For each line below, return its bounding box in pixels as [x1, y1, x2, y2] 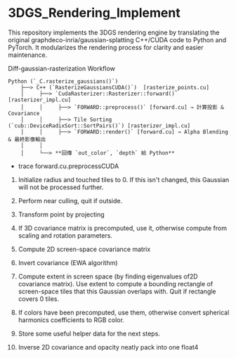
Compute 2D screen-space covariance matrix [18, 245, 151, 253]
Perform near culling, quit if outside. [18, 196, 123, 205]
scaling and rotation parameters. [18, 231, 113, 240]
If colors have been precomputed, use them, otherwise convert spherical [18, 308, 230, 317]
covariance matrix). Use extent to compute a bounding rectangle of [18, 279, 214, 288]
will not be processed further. [18, 183, 104, 191]
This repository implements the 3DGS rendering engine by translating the [8, 28, 220, 37]
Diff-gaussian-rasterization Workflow [8, 64, 115, 72]
